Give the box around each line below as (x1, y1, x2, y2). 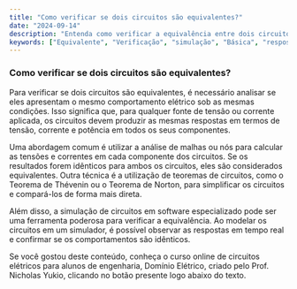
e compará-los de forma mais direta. (9, 188, 142, 199)
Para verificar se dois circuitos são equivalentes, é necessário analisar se (9, 87, 277, 97)
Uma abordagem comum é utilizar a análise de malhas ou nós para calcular (9, 141, 283, 152)
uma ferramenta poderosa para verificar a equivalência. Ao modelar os (9, 215, 267, 225)
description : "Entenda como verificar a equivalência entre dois (9, 29, 255, 38)
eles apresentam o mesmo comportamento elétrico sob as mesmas (9, 96, 255, 107)
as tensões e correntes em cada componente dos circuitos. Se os (9, 151, 248, 162)
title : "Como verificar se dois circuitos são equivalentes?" (9, 12, 243, 22)
